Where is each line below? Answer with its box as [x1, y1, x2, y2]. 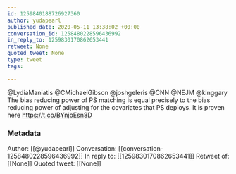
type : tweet [7, 56, 42, 63]
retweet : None [7, 43, 49, 50]
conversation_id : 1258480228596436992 [7, 30, 121, 37]
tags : [7, 63, 23, 70]
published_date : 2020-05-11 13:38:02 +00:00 [7, 23, 140, 30]
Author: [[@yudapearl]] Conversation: [7, 144, 118, 152]
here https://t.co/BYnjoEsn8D [7, 111, 93, 119]
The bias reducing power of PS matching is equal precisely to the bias [7, 96, 211, 104]
